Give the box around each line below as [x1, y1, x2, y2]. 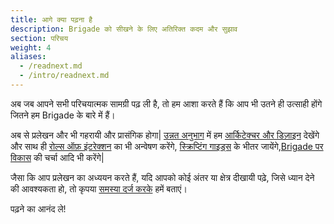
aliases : [10, 52, 47, 62]
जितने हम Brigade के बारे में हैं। [10, 109, 116, 121]
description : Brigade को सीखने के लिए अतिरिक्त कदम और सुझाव [10, 24, 238, 34]
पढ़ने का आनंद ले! [10, 202, 67, 215]
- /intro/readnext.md [19, 71, 110, 81]
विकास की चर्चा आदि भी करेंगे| [10, 151, 105, 163]
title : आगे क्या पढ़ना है [10, 14, 93, 25]
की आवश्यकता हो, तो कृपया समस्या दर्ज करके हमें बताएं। [10, 182, 188, 195]
